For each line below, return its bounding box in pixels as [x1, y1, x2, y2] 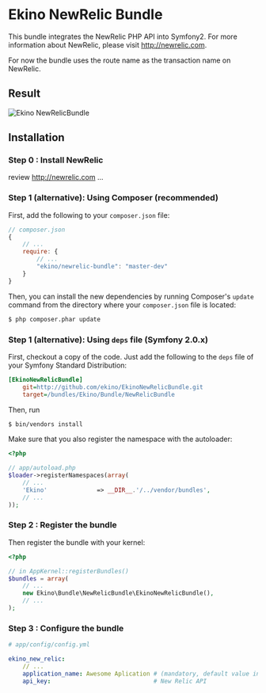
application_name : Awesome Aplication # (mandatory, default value [22, 669, 249, 678]
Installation [8, 131, 65, 144]
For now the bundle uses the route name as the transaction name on [8, 55, 231, 65]
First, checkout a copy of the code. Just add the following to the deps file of [8, 352, 254, 361]
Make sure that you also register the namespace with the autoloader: [8, 434, 233, 444]
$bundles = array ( [8, 574, 69, 583]
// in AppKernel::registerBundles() [8, 567, 129, 575]
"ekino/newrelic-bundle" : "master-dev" [36, 263, 169, 271]
